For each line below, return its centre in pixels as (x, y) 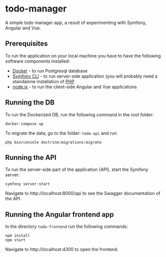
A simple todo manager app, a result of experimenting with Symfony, (76, 23)
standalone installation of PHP (43, 81)
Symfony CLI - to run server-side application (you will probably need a (85, 76)
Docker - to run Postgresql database (50, 71)
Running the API (31, 158)
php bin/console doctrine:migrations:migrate (53, 142)
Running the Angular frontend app (59, 214)
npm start (15, 240)
